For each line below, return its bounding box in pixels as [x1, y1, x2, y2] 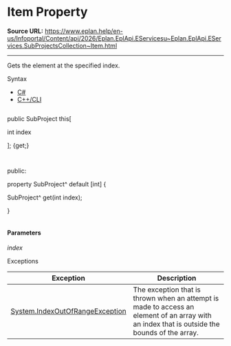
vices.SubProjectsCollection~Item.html [7, 41, 118, 50]
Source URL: [7, 27, 43, 35]
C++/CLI [16, 95, 42, 103]
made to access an [133, 302, 195, 312]
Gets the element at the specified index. [7, 61, 120, 69]
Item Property [7, 4, 88, 20]
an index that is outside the [133, 319, 220, 329]
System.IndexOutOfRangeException [10, 307, 126, 316]
